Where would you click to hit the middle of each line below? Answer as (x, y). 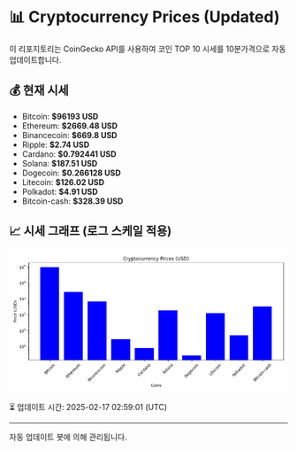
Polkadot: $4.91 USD (60, 191)
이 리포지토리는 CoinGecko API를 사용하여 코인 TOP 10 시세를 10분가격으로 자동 (148, 49)
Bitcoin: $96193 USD (60, 116)
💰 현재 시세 (39, 91)
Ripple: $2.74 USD (56, 144)
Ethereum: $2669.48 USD (69, 126)
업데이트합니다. (35, 59)
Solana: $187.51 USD (60, 163)
